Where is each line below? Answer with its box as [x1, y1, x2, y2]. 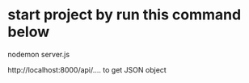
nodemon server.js [7, 49, 70, 59]
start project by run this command [7, 6, 242, 24]
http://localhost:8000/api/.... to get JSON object [7, 64, 167, 74]
